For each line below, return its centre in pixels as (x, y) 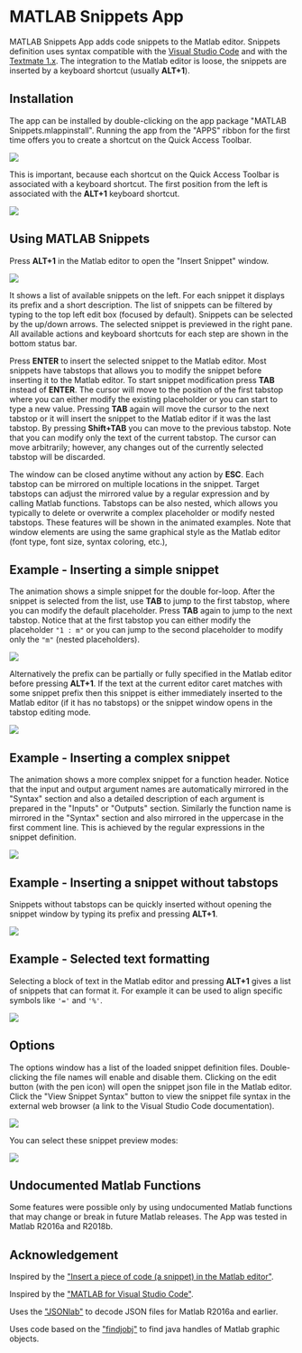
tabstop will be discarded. (57, 456)
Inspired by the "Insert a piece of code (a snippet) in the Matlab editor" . (142, 1277)
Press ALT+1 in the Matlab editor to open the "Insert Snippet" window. (139, 260)
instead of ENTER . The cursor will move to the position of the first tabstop (146, 390)
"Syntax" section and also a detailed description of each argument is (137, 799)
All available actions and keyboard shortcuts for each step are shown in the (149, 334)
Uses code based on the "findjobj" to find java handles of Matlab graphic (145, 1330)
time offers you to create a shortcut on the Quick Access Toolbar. (131, 140)
